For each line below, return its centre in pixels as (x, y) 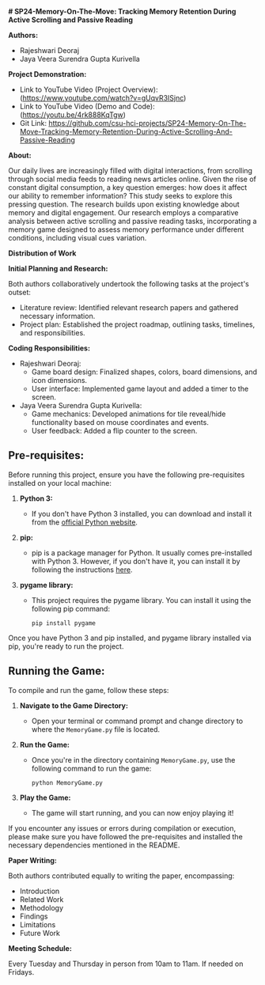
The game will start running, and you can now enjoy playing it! (132, 813)
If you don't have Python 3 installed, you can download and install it (142, 513)
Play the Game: (45, 797)
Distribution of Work (42, 253)
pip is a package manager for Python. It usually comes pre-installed (142, 552)
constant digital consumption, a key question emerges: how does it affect (128, 188)
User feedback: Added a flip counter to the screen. (114, 431)
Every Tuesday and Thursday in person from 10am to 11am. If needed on (126, 964)
